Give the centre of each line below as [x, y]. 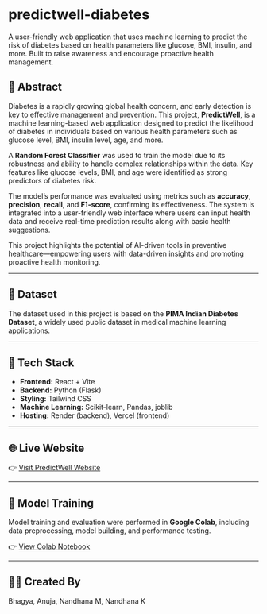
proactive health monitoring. [54, 262]
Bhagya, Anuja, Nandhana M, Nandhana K [77, 600]
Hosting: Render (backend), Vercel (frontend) [95, 415]
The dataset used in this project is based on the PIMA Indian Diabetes [123, 313]
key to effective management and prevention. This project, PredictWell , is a [132, 114]
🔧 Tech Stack [41, 363]
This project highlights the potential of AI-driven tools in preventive [118, 245]
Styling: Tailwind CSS [56, 399]
